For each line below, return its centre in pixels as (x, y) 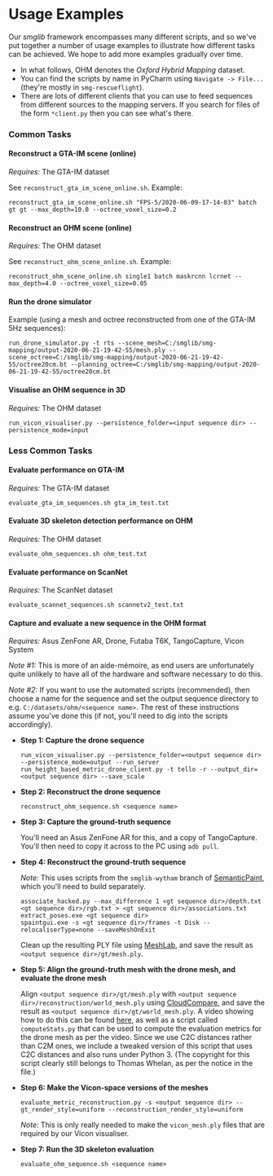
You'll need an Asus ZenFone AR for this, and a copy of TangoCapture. (139, 838)
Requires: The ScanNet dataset (61, 590)
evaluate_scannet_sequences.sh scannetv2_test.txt (96, 605)
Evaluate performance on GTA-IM (66, 470)
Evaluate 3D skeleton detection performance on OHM (101, 521)
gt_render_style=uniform (62, 1110)
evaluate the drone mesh (63, 978)
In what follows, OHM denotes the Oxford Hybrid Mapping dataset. (133, 69)
